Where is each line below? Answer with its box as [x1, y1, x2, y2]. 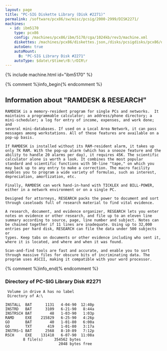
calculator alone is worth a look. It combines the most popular [5, 157, 143, 162]
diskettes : [14, 40, 37, 45]
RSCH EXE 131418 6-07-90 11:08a [5, 333, 94, 338]
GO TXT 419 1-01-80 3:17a [5, 324, 94, 329]
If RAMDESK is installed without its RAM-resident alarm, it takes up [5, 144, 155, 149]
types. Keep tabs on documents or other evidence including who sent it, [5, 235, 162, 240]
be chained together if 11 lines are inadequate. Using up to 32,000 [5, 222, 153, 227]
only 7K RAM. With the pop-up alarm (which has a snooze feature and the [5, 148, 162, 153]
